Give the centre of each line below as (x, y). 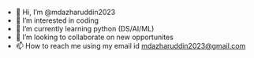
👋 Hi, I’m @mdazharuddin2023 (65, 12)
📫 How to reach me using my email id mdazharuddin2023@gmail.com (131, 46)
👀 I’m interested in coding (57, 20)
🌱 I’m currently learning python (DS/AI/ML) (85, 29)
